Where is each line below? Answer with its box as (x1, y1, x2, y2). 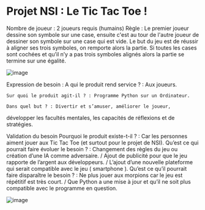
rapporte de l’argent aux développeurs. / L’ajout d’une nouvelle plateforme (6, 158, 193, 166)
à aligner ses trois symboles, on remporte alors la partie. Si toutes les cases (6, 44, 197, 51)
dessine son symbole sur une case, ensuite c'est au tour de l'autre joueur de (6, 31, 199, 38)
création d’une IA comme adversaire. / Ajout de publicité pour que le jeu (6, 152, 188, 159)
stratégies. (6, 121, 34, 128)
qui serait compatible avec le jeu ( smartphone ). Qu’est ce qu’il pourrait (6, 165, 187, 172)
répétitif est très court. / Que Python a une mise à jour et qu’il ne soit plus (6, 178, 191, 185)
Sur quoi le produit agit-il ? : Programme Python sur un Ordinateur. (6, 92, 190, 99)
